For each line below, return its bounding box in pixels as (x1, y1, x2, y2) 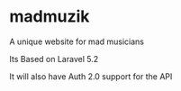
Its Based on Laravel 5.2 (9, 53, 99, 64)
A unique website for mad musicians (9, 36, 144, 47)
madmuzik (9, 6, 90, 27)
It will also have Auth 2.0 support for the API (9, 70, 173, 82)
